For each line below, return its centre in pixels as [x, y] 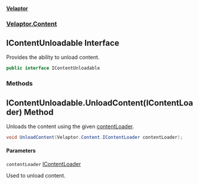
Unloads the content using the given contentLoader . [70, 126]
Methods [19, 83]
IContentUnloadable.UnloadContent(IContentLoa [99, 103]
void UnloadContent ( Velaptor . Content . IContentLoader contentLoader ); [95, 137]
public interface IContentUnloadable [53, 68]
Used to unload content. [36, 176]
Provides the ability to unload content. [53, 57]
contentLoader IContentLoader [44, 164]
